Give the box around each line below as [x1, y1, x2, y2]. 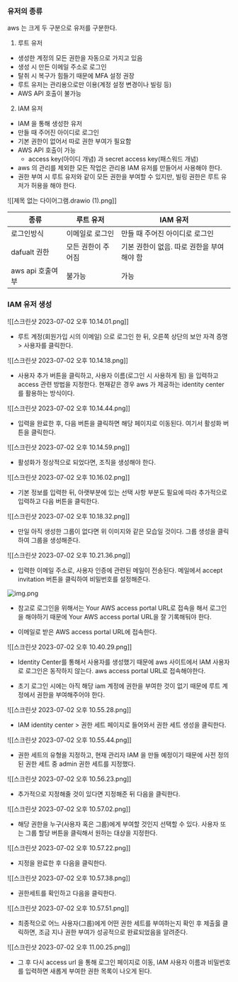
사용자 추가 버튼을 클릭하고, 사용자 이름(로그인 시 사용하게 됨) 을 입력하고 [17, 371, 219, 380]
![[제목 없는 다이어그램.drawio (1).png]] [7, 196, 117, 205]
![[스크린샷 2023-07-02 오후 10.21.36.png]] [7, 551, 131, 559]
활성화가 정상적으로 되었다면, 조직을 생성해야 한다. [17, 458, 156, 466]
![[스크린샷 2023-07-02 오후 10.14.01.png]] [7, 317, 129, 325]
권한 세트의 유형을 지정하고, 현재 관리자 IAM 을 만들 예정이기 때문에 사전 [17, 750, 216, 759]
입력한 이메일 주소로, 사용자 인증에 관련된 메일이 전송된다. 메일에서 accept [17, 565, 223, 575]
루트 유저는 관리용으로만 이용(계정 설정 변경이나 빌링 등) [17, 80, 172, 89]
